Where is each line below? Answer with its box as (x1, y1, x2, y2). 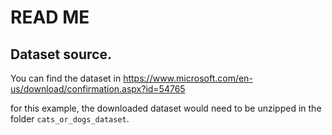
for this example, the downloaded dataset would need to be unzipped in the (10, 102, 322, 114)
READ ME (10, 6, 90, 29)
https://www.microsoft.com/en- (123, 72, 253, 84)
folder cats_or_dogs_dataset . (10, 113, 130, 125)
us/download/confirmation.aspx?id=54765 (10, 83, 186, 95)
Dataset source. (10, 46, 112, 63)
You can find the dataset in (10, 72, 122, 84)
